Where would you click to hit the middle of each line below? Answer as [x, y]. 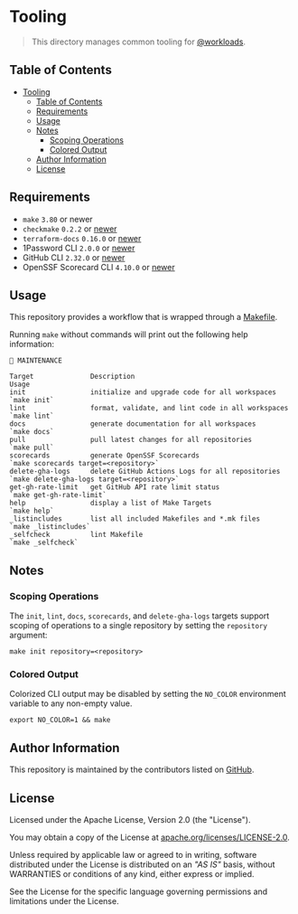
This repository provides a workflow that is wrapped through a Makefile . [144, 317]
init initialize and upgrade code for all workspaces [143, 392]
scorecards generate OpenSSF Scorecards [105, 456]
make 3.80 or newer [57, 219]
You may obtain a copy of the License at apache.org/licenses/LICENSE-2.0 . [150, 837]
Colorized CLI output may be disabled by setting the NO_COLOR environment [148, 694]
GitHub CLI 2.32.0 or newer [74, 257]
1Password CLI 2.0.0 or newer [79, 248]
